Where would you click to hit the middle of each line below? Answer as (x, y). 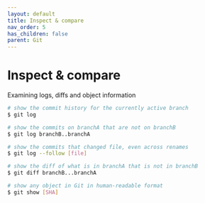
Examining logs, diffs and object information (72, 95)
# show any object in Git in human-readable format (85, 186)
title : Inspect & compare (45, 21)
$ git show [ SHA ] (33, 192)
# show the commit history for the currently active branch (98, 108)
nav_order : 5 (27, 27)
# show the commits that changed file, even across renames (98, 147)
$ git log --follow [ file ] (47, 153)
